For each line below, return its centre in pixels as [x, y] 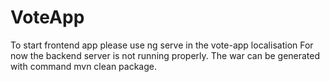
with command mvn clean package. [83, 66]
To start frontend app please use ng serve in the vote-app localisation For [162, 45]
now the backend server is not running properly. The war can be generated [165, 55]
